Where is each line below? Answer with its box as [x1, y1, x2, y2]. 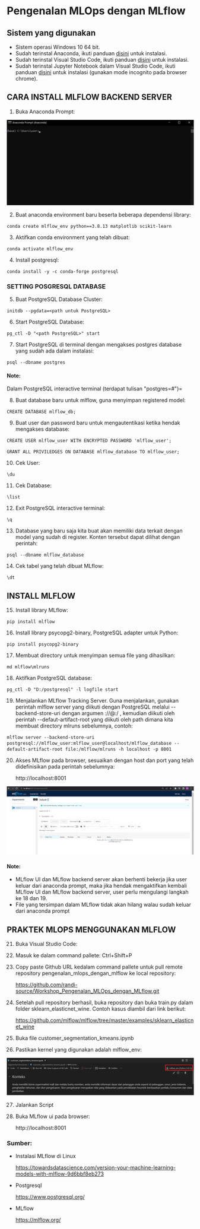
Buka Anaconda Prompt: [15, 108, 75, 115]
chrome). [15, 75, 38, 82]
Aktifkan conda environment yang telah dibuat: [15, 233, 130, 241]
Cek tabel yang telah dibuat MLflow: [15, 563, 104, 570]
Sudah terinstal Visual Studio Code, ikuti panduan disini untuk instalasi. [15, 56, 189, 63]
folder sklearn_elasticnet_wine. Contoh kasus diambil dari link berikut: [15, 1005, 186, 1012]
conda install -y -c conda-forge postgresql [7, 268, 119, 274]
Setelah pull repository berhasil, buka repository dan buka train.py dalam [15, 999, 193, 1006]
